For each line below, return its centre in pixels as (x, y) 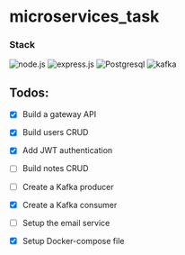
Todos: (29, 92)
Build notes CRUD (55, 168)
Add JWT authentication (67, 150)
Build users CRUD (55, 132)
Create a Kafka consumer (70, 205)
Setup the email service (66, 223)
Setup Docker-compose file (73, 241)
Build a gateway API (59, 114)
